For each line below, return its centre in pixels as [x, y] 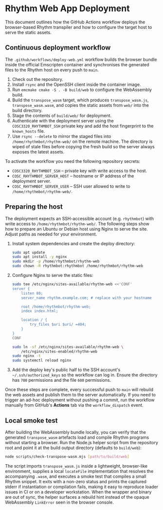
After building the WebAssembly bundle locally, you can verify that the [75, 432]
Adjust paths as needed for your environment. [51, 234]
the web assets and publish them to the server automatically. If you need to [80, 395]
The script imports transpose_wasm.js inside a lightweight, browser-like [76, 466]
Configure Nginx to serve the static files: [53, 275]
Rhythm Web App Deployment [67, 9]
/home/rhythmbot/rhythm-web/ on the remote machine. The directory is [82, 141]
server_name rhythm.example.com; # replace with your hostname [86, 298]
